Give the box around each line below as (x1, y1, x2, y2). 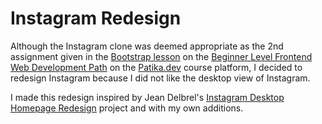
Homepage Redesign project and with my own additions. (10, 102, 244, 114)
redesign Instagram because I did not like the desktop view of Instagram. (10, 72, 311, 84)
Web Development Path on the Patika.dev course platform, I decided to (10, 61, 303, 73)
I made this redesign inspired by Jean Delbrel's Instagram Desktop (10, 91, 285, 103)
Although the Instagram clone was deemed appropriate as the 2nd (10, 40, 284, 52)
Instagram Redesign (10, 7, 182, 30)
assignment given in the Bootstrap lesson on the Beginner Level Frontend (10, 50, 313, 62)
